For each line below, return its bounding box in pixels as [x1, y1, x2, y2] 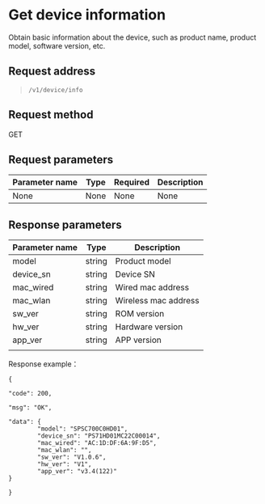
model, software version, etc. [8, 40, 106, 50]
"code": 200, [8, 390, 53, 398]
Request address [8, 65, 96, 78]
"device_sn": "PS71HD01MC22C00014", [37, 432, 161, 440]
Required [114, 176, 150, 188]
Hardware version [115, 321, 183, 332]
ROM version [115, 308, 165, 320]
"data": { [8, 418, 42, 426]
